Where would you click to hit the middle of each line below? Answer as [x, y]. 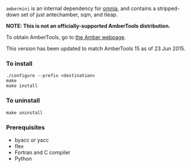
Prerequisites [25, 127]
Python [23, 158]
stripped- [168, 8]
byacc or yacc [32, 140]
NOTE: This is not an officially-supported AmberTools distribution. [88, 26]
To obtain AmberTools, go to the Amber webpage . [66, 37]
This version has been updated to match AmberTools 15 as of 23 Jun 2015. [96, 48]
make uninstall [25, 113]
